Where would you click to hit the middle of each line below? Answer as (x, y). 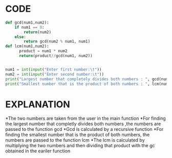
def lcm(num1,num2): (27, 47)
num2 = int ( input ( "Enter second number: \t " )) (55, 74)
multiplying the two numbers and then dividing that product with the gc (80, 146)
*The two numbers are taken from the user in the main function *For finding (86, 119)
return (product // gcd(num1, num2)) (56, 56)
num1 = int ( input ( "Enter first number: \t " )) (53, 70)
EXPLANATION (38, 104)
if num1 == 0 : (29, 27)
